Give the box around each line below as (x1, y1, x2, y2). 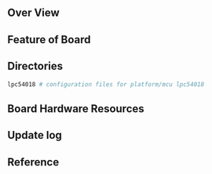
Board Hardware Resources (7, 102, 144, 115)
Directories (7, 60, 64, 73)
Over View (7, 6, 60, 20)
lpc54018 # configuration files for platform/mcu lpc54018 (7, 80, 205, 89)
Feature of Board (7, 33, 91, 46)
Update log (7, 129, 62, 142)
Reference (7, 155, 60, 169)
